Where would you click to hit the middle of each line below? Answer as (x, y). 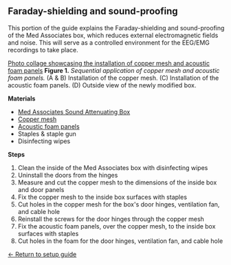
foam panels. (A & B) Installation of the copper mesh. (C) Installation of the (113, 78)
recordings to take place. (43, 50)
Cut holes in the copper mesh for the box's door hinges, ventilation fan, (119, 204)
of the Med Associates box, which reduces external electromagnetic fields (113, 35)
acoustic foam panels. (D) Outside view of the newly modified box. (102, 85)
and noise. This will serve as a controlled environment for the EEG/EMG (109, 42)
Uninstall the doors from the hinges (68, 175)
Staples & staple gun (47, 134)
